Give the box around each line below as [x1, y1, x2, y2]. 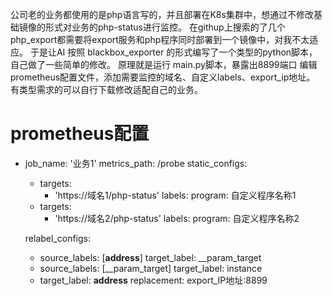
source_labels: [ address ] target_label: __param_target [39, 251, 262, 263]
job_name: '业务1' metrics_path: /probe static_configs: [24, 157, 248, 169]
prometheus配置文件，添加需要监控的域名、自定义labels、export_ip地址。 [10, 71, 316, 83]
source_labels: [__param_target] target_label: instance [39, 262, 263, 274]
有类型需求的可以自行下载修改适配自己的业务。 [10, 84, 203, 95]
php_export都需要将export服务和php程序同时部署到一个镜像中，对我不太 [10, 34, 310, 45]
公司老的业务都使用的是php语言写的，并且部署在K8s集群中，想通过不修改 [10, 9, 314, 20]
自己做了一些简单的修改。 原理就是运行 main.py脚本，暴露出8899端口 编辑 [10, 59, 318, 70]
